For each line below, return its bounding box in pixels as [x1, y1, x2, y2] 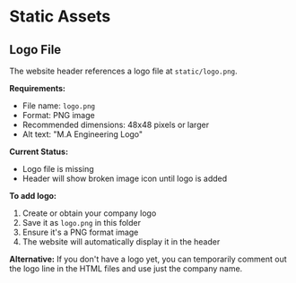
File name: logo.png [22, 100, 96, 111]
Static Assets [9, 6, 111, 27]
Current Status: [9, 146, 69, 157]
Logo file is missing [22, 164, 94, 174]
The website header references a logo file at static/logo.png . [9, 65, 238, 76]
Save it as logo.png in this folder [22, 218, 142, 227]
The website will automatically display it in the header [22, 236, 221, 247]
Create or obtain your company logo [22, 208, 157, 219]
